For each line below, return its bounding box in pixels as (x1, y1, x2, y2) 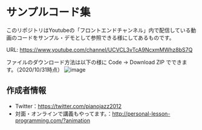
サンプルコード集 (6, 5, 91, 19)
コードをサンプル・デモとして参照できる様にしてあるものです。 (16, 34, 175, 41)
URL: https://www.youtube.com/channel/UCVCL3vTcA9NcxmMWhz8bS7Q (6, 46, 193, 53)
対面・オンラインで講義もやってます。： (15, 110, 112, 117)
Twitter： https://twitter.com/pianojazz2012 (15, 102, 122, 110)
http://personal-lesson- (112, 110, 171, 117)
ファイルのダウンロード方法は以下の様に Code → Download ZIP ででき (6, 58, 183, 66)
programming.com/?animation (15, 117, 91, 124)
